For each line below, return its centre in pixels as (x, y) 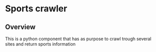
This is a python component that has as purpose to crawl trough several (78, 39)
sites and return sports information (40, 44)
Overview (20, 27)
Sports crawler (36, 9)
